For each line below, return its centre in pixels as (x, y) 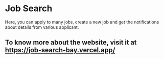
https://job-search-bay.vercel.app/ (60, 50)
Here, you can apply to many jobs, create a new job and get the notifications (82, 22)
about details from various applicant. (42, 27)
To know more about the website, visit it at (71, 43)
